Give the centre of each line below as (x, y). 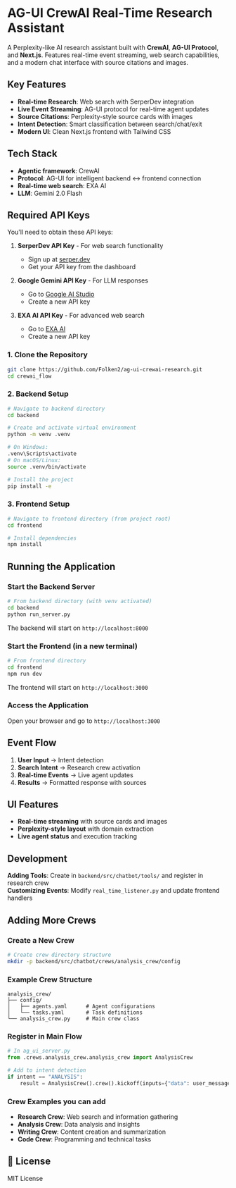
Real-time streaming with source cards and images (92, 822)
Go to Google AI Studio (61, 295)
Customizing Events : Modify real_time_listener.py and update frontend (113, 891)
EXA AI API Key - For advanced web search (81, 316)
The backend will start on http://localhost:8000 (78, 628)
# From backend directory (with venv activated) (80, 601)
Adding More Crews (52, 920)
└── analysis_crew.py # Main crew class (73, 1019)
